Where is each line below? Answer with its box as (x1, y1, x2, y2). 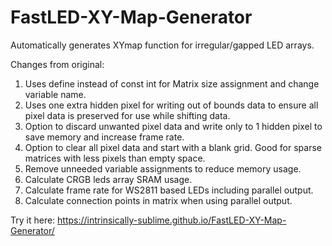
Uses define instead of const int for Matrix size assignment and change (24, 77, 320, 90)
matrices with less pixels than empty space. (24, 152, 206, 164)
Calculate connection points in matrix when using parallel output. (24, 194, 293, 206)
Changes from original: (10, 58, 105, 70)
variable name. (24, 88, 87, 100)
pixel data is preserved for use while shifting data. (24, 109, 231, 121)
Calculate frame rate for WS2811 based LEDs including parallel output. (24, 184, 314, 196)
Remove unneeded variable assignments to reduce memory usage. (24, 162, 302, 175)
